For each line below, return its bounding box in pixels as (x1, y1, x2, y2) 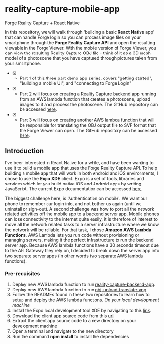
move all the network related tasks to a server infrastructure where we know (5, 221, 159, 227)
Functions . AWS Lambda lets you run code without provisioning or (5, 232, 140, 238)
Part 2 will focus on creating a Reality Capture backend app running (19, 91, 156, 97)
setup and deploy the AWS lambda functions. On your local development (12, 297, 159, 303)
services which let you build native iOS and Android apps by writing (5, 181, 141, 186)
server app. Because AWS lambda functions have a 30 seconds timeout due (5, 242, 159, 248)
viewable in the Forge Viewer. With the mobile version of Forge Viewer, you (5, 45, 157, 51)
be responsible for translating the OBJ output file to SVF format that (19, 122, 156, 128)
